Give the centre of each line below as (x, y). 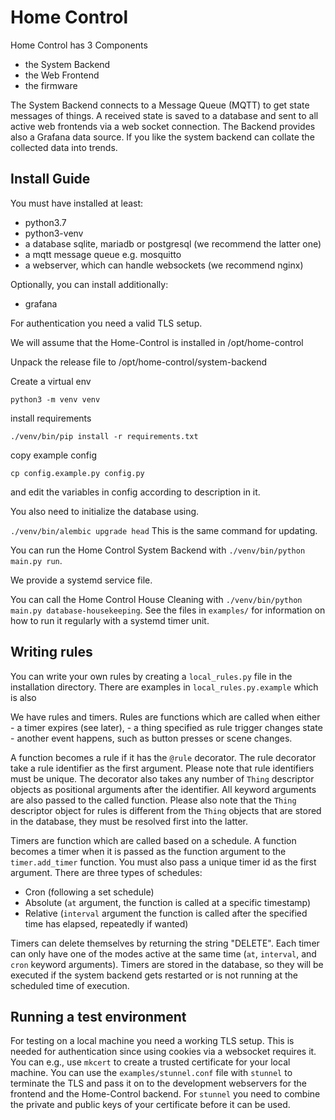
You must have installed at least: (77, 203)
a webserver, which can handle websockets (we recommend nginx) (164, 265)
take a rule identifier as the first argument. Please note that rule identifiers (162, 768)
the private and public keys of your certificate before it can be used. (150, 1105)
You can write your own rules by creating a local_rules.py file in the (151, 676)
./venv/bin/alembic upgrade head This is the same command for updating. (164, 530)
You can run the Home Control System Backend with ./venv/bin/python (158, 550)
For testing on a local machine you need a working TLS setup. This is (152, 1041)
